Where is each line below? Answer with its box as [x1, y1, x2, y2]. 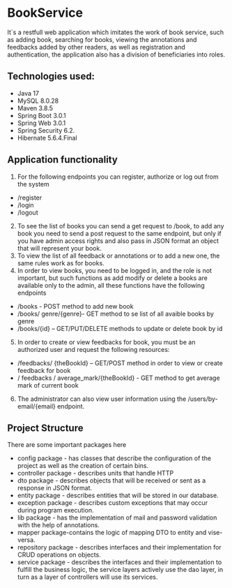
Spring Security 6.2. [17, 126, 75, 134]
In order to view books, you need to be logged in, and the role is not [17, 266, 212, 274]
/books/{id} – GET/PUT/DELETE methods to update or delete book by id [17, 324, 223, 332]
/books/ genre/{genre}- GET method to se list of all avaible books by [17, 309, 215, 318]
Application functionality [7, 154, 118, 166]
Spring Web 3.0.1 [17, 119, 66, 127]
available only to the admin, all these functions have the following [17, 281, 205, 289]
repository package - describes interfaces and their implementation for [17, 543, 222, 552]
